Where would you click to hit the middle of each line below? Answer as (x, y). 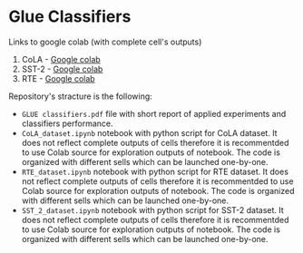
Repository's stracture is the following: (81, 96)
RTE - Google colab (59, 78)
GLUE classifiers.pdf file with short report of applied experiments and (154, 113)
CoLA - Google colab (61, 59)
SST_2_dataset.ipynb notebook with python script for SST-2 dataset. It (153, 209)
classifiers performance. (68, 123)
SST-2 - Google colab (62, 69)
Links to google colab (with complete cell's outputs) (105, 42)
